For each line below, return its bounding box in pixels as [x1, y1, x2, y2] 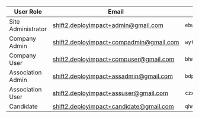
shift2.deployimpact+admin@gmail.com [52, 21, 164, 29]
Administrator [9, 25, 47, 33]
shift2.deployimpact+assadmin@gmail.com [52, 72, 174, 80]
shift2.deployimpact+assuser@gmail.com [52, 89, 169, 97]
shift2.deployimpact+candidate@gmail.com [52, 103, 174, 110]
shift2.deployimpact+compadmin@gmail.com [52, 38, 179, 46]
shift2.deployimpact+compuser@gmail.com [52, 55, 175, 63]
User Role [14, 8, 43, 15]
